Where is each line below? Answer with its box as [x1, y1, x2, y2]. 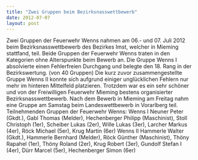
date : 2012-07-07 [6, 15, 51, 21]
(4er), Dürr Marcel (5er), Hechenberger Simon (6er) [6, 147, 136, 154]
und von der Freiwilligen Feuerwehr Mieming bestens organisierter [6, 89, 174, 96]
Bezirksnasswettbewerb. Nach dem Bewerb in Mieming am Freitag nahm [6, 95, 189, 102]
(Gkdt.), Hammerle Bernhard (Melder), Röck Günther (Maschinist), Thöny [6, 134, 189, 141]
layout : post [6, 20, 40, 26]
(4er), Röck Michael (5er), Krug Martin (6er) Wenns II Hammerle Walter [6, 127, 184, 134]
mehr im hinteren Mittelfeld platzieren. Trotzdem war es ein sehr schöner [6, 82, 189, 89]
